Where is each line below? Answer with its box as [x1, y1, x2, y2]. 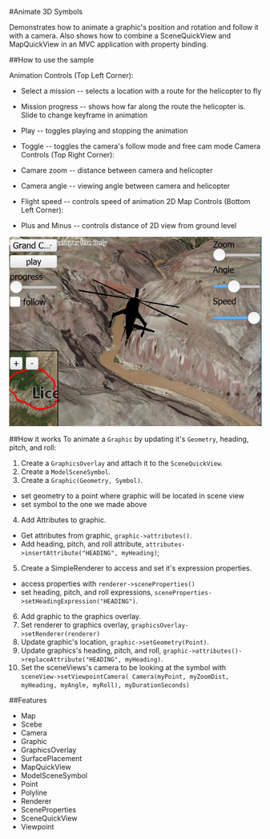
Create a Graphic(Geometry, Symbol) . [20, 475, 143, 485]
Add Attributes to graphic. [20, 514, 107, 525]
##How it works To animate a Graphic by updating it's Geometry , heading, [9, 434, 249, 444]
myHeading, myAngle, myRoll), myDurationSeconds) [20, 681, 191, 690]
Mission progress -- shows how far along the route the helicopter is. [20, 102, 246, 111]
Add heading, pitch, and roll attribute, [20, 538, 144, 549]
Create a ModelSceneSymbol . [20, 466, 111, 477]
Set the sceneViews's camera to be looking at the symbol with [20, 662, 227, 672]
